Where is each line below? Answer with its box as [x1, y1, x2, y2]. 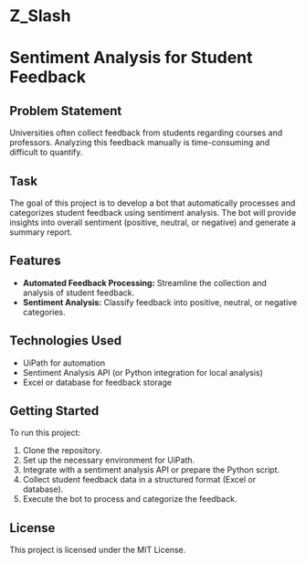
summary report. [9, 227, 73, 238]
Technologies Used [9, 333, 121, 348]
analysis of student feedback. [22, 287, 135, 298]
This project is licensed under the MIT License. [9, 545, 186, 556]
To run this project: [9, 427, 80, 439]
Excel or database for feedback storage [22, 377, 172, 388]
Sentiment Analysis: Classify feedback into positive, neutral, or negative [22, 296, 298, 307]
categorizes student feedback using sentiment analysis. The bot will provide [9, 208, 297, 218]
